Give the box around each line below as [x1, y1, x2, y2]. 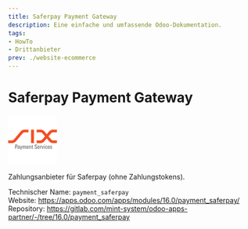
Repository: [8, 204, 45, 213]
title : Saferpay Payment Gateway [8, 13, 117, 20]
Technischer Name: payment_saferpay [8, 187, 129, 196]
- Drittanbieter [8, 45, 61, 54]
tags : [8, 29, 26, 37]
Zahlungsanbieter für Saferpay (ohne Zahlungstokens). [8, 172, 185, 181]
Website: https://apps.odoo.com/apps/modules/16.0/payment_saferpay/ [8, 195, 240, 205]
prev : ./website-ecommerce [8, 54, 96, 62]
